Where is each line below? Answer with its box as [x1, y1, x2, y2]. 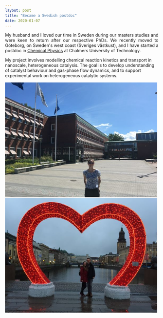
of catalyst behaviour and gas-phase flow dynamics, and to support [5, 67, 141, 73]
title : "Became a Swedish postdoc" [5, 13, 77, 18]
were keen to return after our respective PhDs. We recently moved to [5, 37, 159, 43]
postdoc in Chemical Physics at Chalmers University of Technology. [5, 48, 141, 54]
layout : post [5, 8, 32, 13]
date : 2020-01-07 [5, 18, 40, 23]
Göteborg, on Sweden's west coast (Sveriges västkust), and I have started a [5, 42, 159, 48]
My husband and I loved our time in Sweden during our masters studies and [5, 32, 159, 38]
